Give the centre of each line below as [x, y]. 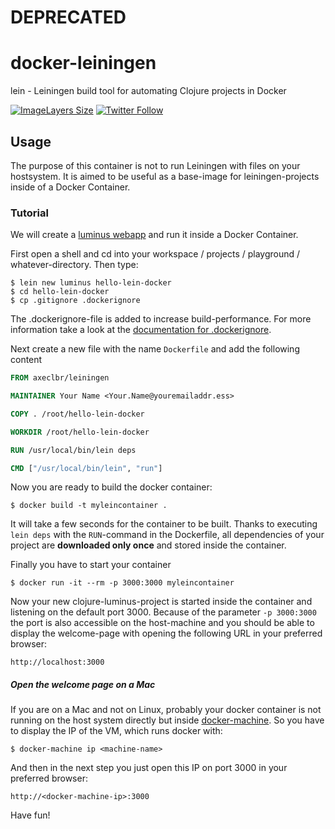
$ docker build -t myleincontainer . [89, 506]
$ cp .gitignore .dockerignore [75, 301]
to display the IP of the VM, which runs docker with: [116, 731]
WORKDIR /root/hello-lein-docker [80, 432]
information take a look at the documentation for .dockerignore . [141, 330]
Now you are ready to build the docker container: [111, 487]
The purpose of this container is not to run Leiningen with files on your [155, 165]
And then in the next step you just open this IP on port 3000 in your [149, 768]
